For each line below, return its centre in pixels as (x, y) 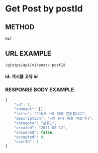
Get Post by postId (44, 9)
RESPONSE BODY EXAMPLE (40, 90)
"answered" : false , (34, 132)
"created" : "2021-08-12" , (41, 128)
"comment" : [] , (30, 109)
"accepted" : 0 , (30, 137)
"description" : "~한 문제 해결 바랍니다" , (54, 119)
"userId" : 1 (26, 142)
